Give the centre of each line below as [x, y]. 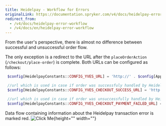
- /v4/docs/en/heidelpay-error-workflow [52, 28]
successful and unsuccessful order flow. [46, 47]
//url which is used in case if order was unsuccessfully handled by [80, 99]
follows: [13, 68]
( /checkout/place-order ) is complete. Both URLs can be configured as [77, 62]
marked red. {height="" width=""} [51, 118]
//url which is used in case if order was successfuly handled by [77, 85]
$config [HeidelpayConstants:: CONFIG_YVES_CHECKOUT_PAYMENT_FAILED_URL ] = [85, 104]
